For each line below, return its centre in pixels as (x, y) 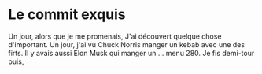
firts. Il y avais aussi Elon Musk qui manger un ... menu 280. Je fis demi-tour (131, 53)
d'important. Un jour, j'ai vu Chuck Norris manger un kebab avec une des (127, 44)
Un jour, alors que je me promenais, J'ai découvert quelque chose (115, 36)
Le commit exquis (67, 15)
